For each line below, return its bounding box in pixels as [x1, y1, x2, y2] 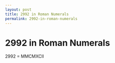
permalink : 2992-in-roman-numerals [5, 16, 78, 21]
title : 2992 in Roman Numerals [5, 12, 69, 17]
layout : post [5, 7, 32, 12]
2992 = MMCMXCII [5, 53, 44, 59]
